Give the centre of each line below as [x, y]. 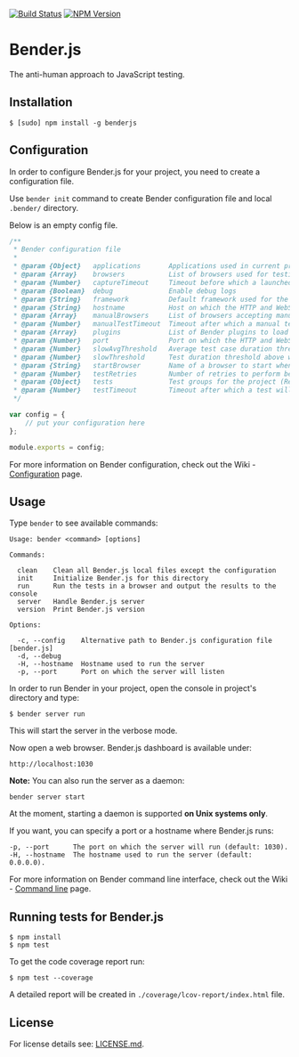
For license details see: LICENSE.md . [77, 1044]
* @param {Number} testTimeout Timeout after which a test [143, 390]
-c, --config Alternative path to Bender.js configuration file [145, 641]
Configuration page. [46, 474]
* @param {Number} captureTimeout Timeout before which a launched [153, 282]
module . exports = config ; [57, 447]
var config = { [37, 415]
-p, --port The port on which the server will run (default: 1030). [149, 847]
